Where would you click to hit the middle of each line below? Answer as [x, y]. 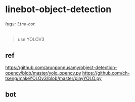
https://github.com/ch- [106, 73]
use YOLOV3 [31, 40]
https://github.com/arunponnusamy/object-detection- [61, 67]
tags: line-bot [20, 23]
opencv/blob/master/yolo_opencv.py [43, 73]
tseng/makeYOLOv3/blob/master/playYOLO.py [54, 78]
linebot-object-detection [58, 9]
